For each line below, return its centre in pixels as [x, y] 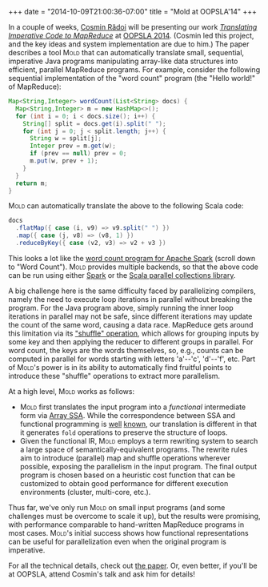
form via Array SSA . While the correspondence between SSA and [128, 415]
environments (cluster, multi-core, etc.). [85, 492]
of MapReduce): [35, 86]
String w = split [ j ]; [66, 139]
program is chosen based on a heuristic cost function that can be [128, 475]
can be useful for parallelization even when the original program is [117, 541]
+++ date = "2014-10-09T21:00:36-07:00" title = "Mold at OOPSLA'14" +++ [133, 12]
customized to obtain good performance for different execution [124, 483]
